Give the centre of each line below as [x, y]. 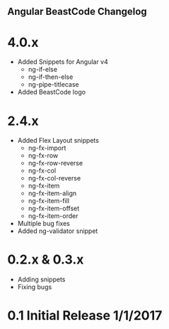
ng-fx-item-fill [48, 201]
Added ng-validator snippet [58, 231]
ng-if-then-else [51, 77]
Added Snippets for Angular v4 [63, 62]
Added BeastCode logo [52, 92]
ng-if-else [43, 70]
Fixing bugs [35, 287]
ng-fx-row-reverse [56, 163]
